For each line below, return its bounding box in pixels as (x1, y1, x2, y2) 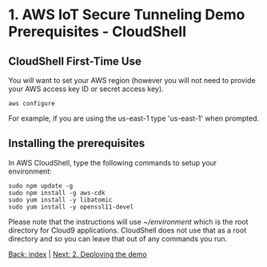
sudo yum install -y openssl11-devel (8, 202, 134, 211)
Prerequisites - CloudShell (8, 22, 186, 41)
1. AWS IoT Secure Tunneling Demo (8, 6, 245, 24)
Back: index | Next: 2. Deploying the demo (8, 249, 148, 259)
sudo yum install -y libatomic (8, 196, 113, 204)
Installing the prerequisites (8, 137, 145, 150)
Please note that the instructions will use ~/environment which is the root (8, 217, 249, 226)
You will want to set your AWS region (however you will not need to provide (8, 76, 256, 85)
